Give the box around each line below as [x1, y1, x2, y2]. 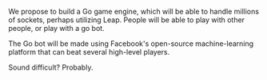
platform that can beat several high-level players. [8, 48, 170, 56]
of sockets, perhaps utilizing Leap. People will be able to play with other [8, 15, 245, 25]
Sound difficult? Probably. [8, 63, 94, 72]
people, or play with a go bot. [8, 24, 106, 32]
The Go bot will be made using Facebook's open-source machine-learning [8, 39, 254, 48]
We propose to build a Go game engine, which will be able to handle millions [8, 7, 260, 16]
